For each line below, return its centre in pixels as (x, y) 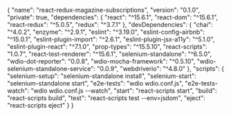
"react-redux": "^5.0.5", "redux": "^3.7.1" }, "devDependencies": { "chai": (110, 25)
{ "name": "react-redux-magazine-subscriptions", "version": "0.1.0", (104, 10)
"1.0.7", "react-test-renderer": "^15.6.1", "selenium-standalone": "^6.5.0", (110, 54)
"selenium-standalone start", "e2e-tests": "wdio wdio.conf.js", (95, 83)
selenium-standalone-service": (51, 69)
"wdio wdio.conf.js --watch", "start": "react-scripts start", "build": (124, 90)
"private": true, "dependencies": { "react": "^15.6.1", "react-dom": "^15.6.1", (113, 17)
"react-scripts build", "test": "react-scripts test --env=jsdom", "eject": (106, 98)
